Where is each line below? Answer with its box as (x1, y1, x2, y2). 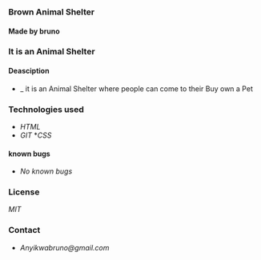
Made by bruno (8, 26, 60, 36)
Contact (8, 225, 41, 236)
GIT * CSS (19, 130, 52, 140)
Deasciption (8, 66, 50, 76)
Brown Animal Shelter (8, 6, 94, 18)
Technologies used (8, 103, 84, 114)
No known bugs (19, 166, 73, 176)
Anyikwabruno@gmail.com (19, 242, 110, 252)
